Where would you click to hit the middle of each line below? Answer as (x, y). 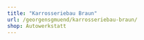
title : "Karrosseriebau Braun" (52, 13)
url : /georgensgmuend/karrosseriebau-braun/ (72, 20)
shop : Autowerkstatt (37, 26)
